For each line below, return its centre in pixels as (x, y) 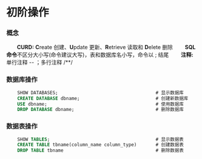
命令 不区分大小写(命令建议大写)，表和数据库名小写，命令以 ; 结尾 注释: (100, 55)
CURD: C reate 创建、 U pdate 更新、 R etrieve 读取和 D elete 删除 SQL (106, 47)
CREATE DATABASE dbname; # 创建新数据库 (103, 98)
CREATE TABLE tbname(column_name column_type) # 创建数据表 (100, 145)
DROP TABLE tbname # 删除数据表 (100, 151)
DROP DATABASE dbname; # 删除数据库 (100, 110)
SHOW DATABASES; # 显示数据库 (100, 93)
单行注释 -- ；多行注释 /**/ (39, 63)
